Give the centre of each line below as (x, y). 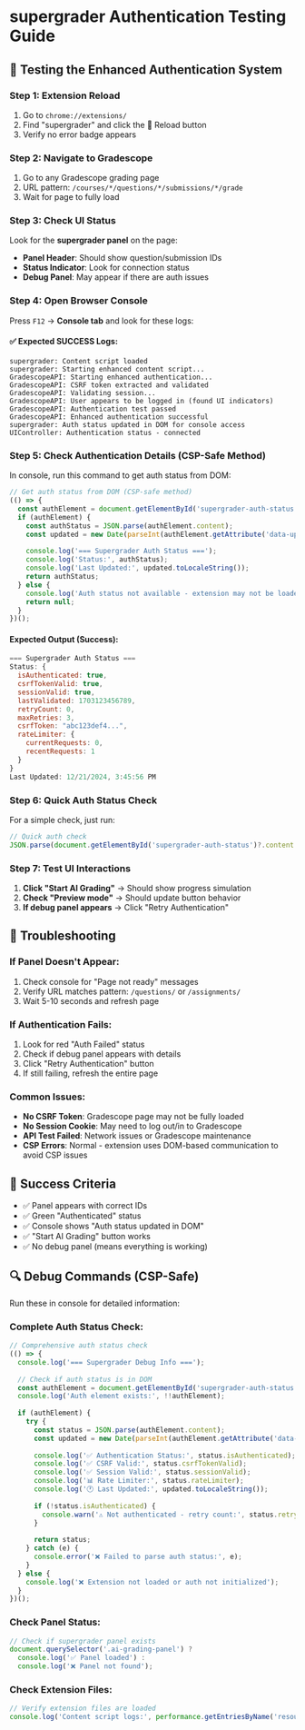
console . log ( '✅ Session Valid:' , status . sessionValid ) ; (142, 1472)
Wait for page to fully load (71, 197)
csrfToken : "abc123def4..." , (73, 726)
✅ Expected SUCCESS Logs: (64, 342)
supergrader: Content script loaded (79, 361)
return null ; (50, 602)
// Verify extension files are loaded (83, 1709)
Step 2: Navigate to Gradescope (81, 158)
